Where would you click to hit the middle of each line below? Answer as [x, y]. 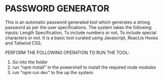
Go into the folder [30, 62]
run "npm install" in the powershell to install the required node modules [84, 67]
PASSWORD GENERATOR [57, 9]
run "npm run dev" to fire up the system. [53, 72]
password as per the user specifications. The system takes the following [78, 27]
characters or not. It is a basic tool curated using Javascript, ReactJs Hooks [82, 38]
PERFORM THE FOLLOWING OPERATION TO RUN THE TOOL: [67, 53]
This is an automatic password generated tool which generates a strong [78, 22]
